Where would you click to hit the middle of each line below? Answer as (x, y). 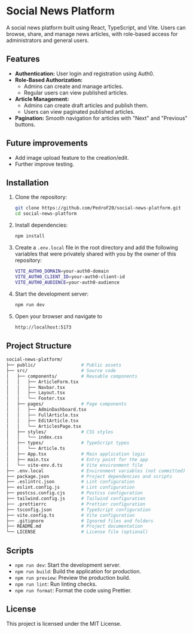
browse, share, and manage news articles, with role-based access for (92, 34)
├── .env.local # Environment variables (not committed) (96, 471)
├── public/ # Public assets (64, 365)
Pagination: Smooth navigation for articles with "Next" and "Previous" (101, 118)
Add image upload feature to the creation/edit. (72, 157)
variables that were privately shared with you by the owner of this (95, 254)
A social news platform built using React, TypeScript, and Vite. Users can (96, 28)
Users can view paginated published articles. (79, 111)
